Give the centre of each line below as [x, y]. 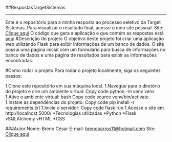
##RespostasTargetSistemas [35, 7]
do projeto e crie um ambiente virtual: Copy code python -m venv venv [80, 91]
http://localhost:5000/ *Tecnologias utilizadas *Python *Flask [71, 113]
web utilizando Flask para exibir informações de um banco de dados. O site [85, 44]
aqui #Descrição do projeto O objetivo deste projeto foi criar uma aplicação [85, 39]
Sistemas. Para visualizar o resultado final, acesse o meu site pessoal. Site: [84, 28]
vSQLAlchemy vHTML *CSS [35, 119]
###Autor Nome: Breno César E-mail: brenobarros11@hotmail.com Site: [81, 129]
